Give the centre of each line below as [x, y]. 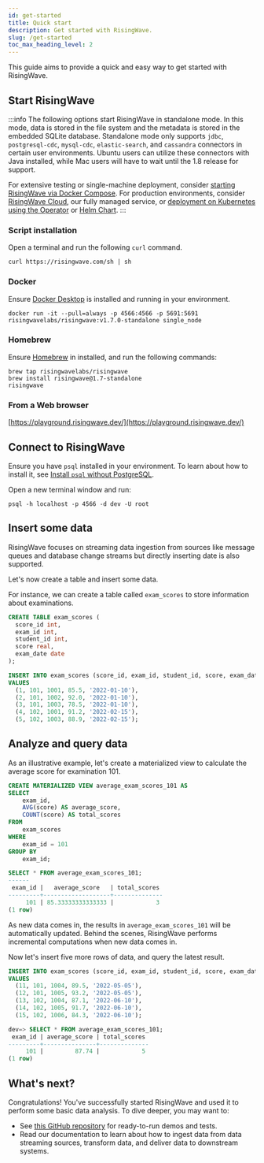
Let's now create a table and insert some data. [83, 579]
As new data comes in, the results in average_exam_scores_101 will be [119, 925]
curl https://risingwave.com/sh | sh [70, 262]
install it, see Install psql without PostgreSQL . [81, 474]
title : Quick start [40, 23]
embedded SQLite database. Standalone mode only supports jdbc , [116, 136]
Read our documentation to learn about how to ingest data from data [130, 1134]
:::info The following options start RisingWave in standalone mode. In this [126, 119]
